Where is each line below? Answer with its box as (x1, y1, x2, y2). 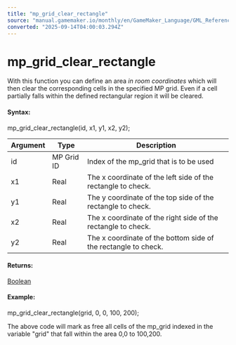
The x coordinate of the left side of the (87, 172, 214, 182)
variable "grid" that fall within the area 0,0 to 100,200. (7, 330, 162, 338)
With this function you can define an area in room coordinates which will (7, 77, 217, 85)
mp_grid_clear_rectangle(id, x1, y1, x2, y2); (7, 124, 131, 132)
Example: (7, 293, 36, 301)
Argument (11, 140, 46, 150)
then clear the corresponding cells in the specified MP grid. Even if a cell (7, 84, 218, 93)
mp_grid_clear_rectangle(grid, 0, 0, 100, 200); (7, 308, 139, 317)
